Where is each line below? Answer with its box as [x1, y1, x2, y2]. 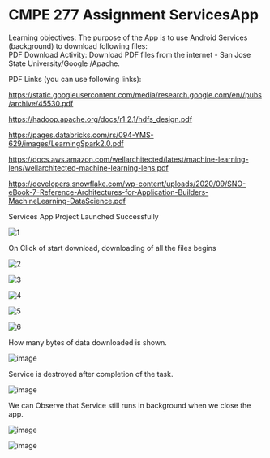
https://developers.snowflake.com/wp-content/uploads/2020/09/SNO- [8, 179, 246, 188]
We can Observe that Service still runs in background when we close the [8, 400, 251, 410]
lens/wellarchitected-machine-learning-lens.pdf [8, 162, 169, 172]
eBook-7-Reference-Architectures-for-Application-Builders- [8, 187, 209, 197]
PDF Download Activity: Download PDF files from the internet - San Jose [8, 50, 251, 59]
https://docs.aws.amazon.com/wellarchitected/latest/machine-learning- [8, 154, 249, 164]
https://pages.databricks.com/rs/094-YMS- [8, 130, 154, 140]
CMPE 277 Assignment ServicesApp [8, 6, 259, 24]
